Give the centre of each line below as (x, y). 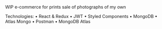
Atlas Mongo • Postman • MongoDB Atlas (48, 22)
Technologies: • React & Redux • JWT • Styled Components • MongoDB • (81, 16)
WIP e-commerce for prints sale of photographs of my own (66, 7)
